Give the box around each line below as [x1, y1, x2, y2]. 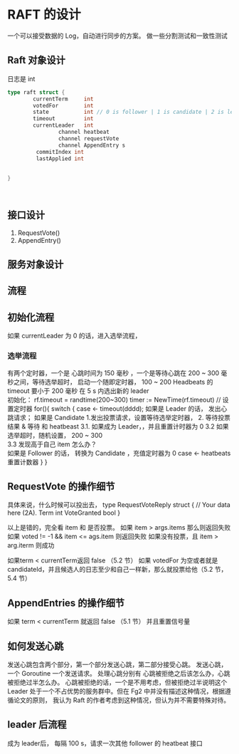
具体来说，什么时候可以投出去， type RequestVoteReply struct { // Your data [7, 501, 231, 509]
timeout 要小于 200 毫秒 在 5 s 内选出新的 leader [7, 386, 149, 395]
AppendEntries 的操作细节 [7, 597, 125, 609]
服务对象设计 [7, 258, 64, 271]
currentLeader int [33, 122, 94, 129]
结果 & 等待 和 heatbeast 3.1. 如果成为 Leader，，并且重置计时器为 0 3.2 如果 [7, 421, 229, 431]
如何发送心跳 [7, 640, 64, 652]
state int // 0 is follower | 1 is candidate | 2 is [33, 108, 224, 116]
